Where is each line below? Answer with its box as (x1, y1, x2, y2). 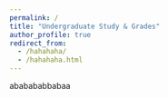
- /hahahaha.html (17, 55, 84, 64)
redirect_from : (9, 38, 67, 48)
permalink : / (9, 13, 59, 23)
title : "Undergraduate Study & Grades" (9, 22, 161, 31)
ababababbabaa (9, 81, 71, 91)
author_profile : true (9, 30, 92, 39)
